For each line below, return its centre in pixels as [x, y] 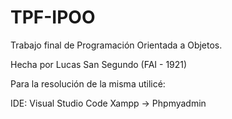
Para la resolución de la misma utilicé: [88, 83]
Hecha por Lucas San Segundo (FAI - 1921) [99, 64]
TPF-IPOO [53, 17]
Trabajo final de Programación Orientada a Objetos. [116, 45]
